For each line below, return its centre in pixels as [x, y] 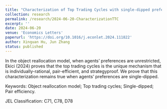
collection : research [28, 14]
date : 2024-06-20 [23, 28]
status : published [24, 47]
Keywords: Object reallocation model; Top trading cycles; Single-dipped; [80, 86]
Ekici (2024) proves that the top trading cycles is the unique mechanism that [83, 66]
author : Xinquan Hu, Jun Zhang [38, 42]
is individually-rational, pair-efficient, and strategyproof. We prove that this [81, 71]
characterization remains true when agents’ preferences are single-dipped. [82, 76]
